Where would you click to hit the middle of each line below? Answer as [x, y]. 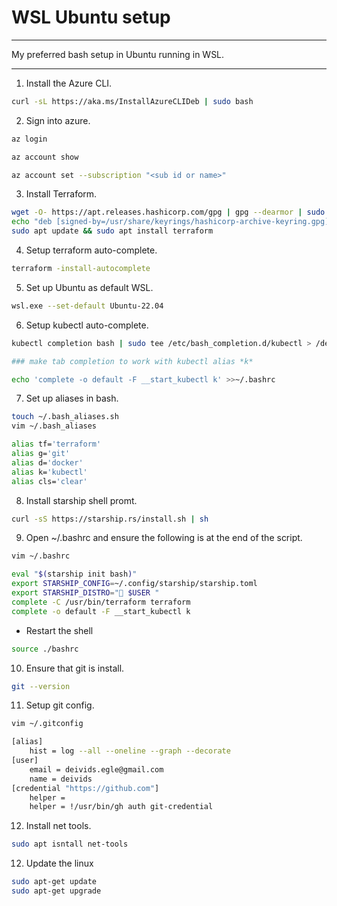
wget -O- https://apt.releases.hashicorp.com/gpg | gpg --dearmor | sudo [168, 212]
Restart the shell [59, 630]
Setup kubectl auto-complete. [87, 325]
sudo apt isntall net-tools [70, 844]
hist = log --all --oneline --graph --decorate [130, 751]
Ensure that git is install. [75, 668]
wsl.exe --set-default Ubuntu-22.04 [87, 306]
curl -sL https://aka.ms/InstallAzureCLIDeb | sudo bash [132, 101]
